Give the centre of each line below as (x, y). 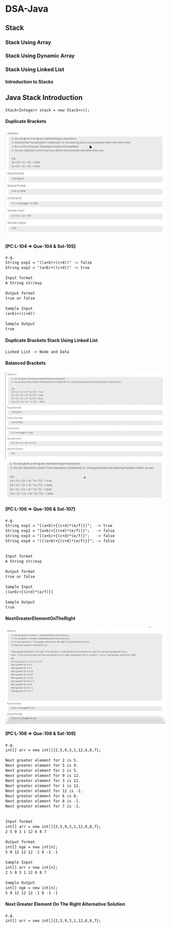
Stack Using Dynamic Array (40, 56)
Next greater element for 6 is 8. (42, 796)
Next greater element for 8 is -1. (43, 801)
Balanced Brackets (25, 363)
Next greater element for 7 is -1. (43, 806)
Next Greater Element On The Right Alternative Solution (65, 904)
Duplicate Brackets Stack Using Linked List (52, 340)
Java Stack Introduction (44, 98)
